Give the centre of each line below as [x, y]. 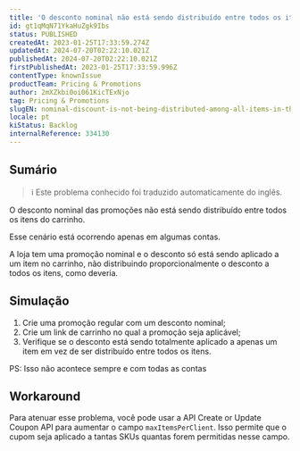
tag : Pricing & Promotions [59, 100]
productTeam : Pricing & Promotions [75, 84]
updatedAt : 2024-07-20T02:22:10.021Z [79, 51]
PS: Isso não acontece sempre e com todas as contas [108, 368]
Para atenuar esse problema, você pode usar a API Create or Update [135, 418]
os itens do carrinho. [47, 219]
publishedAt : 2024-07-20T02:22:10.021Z [83, 59]
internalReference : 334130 [59, 134]
